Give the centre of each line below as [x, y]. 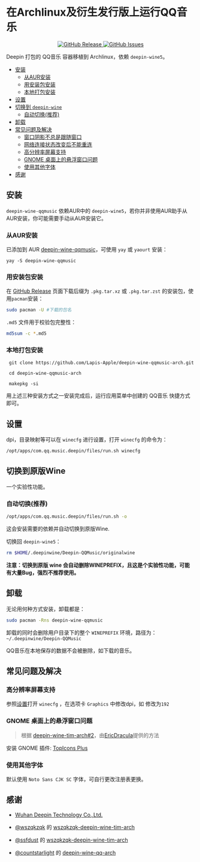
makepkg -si [24, 384]
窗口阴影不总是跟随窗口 [53, 137]
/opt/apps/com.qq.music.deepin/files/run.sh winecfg [73, 451]
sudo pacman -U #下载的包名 [39, 310]
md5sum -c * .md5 [26, 334]
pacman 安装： [28, 299]
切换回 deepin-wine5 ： [34, 542]
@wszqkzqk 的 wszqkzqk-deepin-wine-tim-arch [75, 827]
